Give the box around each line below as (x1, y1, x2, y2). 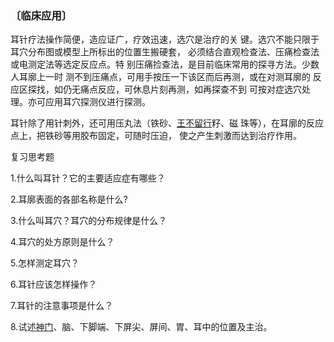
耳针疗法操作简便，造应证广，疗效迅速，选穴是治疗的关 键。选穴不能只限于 (10, 33, 320, 46)
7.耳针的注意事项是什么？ (10, 300, 114, 312)
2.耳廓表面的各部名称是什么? (10, 193, 128, 206)
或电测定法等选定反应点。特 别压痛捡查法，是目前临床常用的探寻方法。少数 (10, 58, 320, 71)
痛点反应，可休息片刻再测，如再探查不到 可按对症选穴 (79, 83, 302, 96)
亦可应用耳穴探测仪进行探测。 (27, 96, 151, 108)
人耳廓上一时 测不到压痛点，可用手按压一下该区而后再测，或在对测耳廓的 (10, 71, 311, 83)
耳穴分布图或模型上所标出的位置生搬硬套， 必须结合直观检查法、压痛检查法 (10, 46, 320, 58)
